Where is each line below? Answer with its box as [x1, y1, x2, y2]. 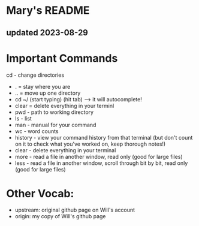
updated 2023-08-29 [6, 28, 89, 38]
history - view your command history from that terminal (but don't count [14, 134, 193, 141]
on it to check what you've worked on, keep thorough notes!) [14, 140, 166, 147]
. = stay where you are [14, 83, 71, 90]
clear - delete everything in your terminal [14, 146, 116, 153]
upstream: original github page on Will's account [14, 206, 135, 213]
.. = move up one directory [14, 89, 81, 97]
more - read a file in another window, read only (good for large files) [14, 153, 183, 160]
